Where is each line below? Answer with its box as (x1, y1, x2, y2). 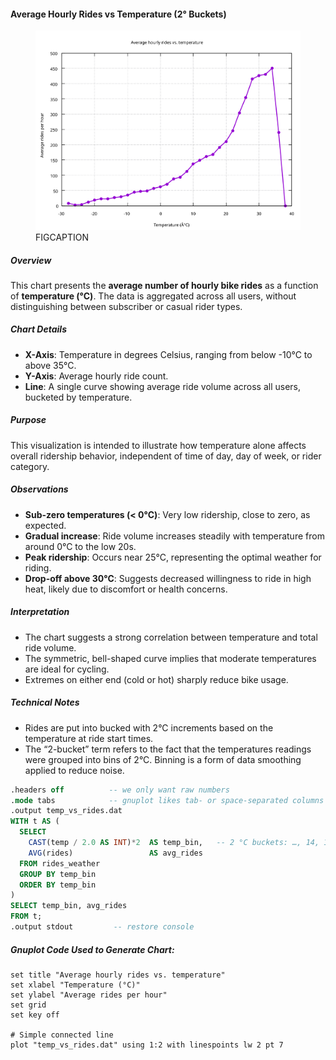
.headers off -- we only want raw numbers (10, 785, 230, 795)
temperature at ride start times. (24, 732, 154, 744)
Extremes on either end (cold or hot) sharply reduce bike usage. (24, 673, 289, 685)
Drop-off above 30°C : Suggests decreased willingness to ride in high (24, 572, 312, 584)
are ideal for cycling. (24, 663, 110, 675)
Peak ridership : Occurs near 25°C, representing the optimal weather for (24, 551, 322, 563)
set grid (10, 1000, 47, 1010)
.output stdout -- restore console (10, 922, 195, 932)
